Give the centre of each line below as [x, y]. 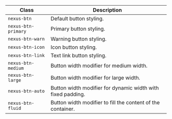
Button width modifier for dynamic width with [105, 88]
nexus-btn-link [26, 55]
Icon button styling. [74, 47]
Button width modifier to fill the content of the [105, 102]
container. [63, 109]
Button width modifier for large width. [95, 78]
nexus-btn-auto [26, 91]
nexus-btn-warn [26, 39]
